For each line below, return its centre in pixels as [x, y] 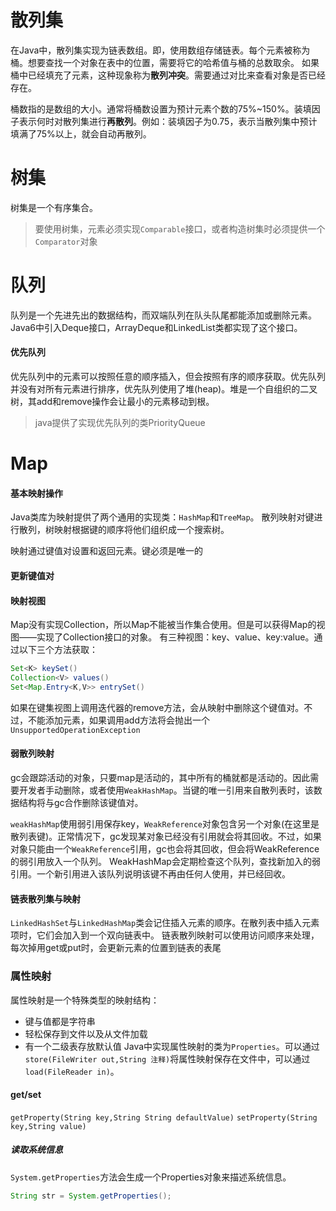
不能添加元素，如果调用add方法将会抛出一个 [119, 720]
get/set [26, 1095]
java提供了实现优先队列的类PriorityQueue [120, 423]
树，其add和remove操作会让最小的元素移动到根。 [112, 402]
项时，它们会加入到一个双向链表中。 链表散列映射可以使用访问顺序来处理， [165, 935]
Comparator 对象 [66, 241]
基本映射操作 [36, 493]
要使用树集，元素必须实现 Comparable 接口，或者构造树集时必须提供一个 [180, 228]
